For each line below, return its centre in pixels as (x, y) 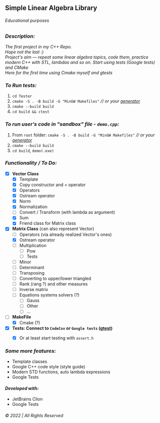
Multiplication (33, 245)
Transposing (32, 273)
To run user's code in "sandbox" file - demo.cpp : (62, 124)
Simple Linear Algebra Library (51, 8)
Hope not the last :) (24, 52)
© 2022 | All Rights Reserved (34, 415)
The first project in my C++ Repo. (38, 46)
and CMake (17, 67)
